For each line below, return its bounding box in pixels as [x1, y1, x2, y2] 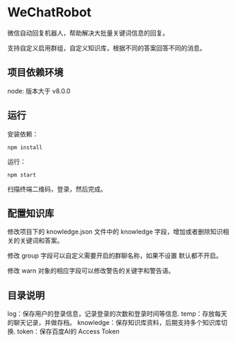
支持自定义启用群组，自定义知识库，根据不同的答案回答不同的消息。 [7, 43, 206, 52]
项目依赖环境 [7, 67, 64, 79]
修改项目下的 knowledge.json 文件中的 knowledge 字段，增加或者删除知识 [7, 228, 223, 236]
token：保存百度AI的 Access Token [16, 327, 120, 336]
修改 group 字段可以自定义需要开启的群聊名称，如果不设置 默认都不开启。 [7, 251, 223, 260]
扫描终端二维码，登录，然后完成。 [7, 184, 107, 193]
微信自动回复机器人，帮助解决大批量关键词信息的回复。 [7, 28, 169, 37]
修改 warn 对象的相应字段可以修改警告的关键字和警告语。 [7, 267, 175, 275]
